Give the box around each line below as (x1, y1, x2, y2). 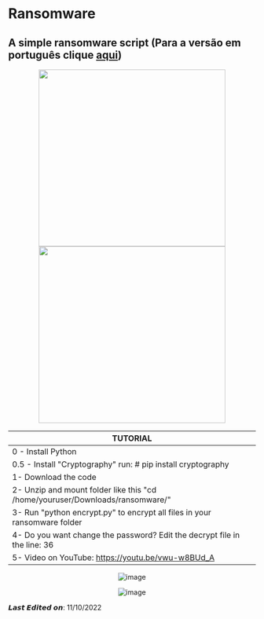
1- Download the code (12, 472, 97, 482)
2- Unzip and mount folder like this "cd (12, 485, 157, 495)
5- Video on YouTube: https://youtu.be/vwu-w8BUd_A (12, 552, 215, 562)
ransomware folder (12, 517, 82, 527)
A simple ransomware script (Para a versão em (8, 36, 241, 49)
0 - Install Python (12, 446, 77, 456)
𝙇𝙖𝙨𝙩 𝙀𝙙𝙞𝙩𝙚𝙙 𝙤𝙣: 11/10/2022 (8, 603, 102, 612)
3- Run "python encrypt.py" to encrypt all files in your (12, 507, 212, 518)
